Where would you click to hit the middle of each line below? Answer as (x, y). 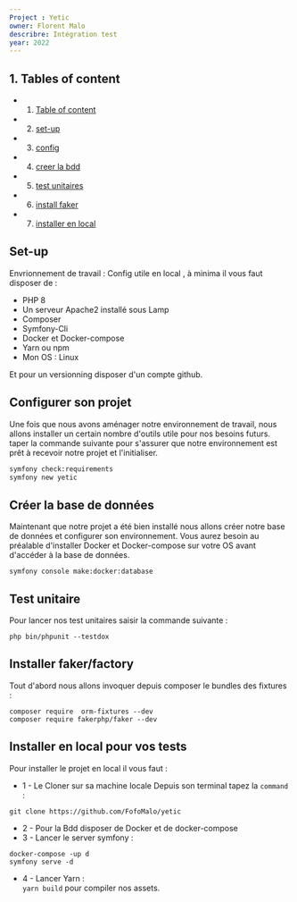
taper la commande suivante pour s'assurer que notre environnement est (144, 443)
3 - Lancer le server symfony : (78, 838)
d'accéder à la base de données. (70, 555)
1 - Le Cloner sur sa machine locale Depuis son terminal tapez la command (155, 785)
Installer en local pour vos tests (98, 747)
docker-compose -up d (49, 854)
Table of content (66, 110)
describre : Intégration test (63, 34)
